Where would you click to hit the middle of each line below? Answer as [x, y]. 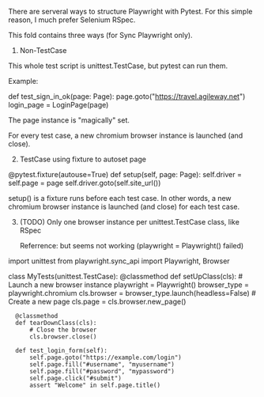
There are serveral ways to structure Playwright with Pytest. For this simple [130, 11]
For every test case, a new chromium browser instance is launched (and [126, 135]
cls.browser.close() [63, 337]
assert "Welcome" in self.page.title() [94, 385]
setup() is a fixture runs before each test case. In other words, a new [120, 198]
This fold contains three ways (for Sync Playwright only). [100, 35]
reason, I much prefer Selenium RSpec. [72, 20]
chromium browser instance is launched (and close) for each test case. [124, 206]
